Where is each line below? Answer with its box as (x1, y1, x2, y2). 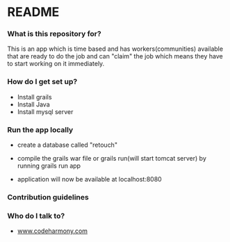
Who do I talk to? (7, 211, 65, 220)
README (7, 4, 60, 20)
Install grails (17, 92, 52, 101)
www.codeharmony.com (17, 227, 88, 235)
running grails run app (17, 161, 81, 170)
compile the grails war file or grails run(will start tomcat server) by (17, 154, 207, 163)
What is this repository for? (7, 29, 102, 39)
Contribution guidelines (7, 193, 89, 202)
